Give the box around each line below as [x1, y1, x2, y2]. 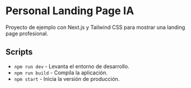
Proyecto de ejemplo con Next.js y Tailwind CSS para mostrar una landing [5, 24, 186, 31]
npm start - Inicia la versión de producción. [14, 75, 120, 82]
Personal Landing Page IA [5, 4, 134, 18]
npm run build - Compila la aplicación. [14, 69, 108, 76]
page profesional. [5, 30, 48, 37]
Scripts [5, 47, 33, 57]
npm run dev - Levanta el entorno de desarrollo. [14, 63, 130, 70]
